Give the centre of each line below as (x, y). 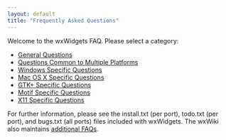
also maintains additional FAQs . (53, 129)
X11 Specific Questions (51, 99)
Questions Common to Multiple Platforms (78, 62)
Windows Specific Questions (60, 70)
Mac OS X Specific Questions (61, 77)
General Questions (45, 55)
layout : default (31, 14)
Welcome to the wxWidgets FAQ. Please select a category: (93, 41)
